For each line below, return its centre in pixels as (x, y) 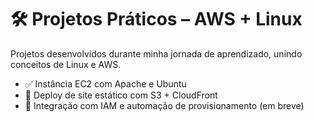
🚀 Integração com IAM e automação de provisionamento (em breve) (164, 105)
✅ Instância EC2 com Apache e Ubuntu (105, 83)
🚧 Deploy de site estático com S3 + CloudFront (121, 95)
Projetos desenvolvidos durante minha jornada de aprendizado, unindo (156, 53)
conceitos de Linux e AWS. (66, 64)
